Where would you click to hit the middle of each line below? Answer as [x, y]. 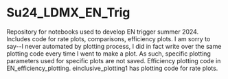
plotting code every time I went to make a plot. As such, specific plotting [109, 54]
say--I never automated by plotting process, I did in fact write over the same [114, 46]
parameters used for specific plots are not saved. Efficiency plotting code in [114, 60]
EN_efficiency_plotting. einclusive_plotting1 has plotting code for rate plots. [112, 68]
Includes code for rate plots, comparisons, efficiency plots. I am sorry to [109, 38]
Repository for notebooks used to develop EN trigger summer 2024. [103, 32]
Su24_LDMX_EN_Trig [68, 13]
